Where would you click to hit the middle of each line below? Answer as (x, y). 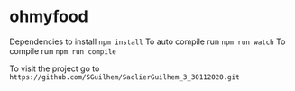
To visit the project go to (55, 68)
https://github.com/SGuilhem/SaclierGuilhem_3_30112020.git (125, 77)
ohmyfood (49, 17)
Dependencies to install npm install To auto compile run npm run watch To (147, 41)
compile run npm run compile (63, 50)
